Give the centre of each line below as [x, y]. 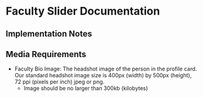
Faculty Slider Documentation [83, 11]
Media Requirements [46, 54]
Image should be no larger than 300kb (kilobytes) [86, 88]
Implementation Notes [49, 34]
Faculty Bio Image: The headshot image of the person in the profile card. [106, 69]
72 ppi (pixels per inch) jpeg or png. [59, 82]
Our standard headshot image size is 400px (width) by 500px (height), [103, 75]
